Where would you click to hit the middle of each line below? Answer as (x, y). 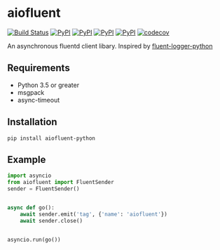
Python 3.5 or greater (48, 85)
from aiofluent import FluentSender (61, 183)
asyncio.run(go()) (34, 239)
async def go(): (31, 208)
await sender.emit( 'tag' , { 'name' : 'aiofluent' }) (94, 214)
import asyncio (29, 176)
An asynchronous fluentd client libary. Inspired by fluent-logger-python (110, 46)
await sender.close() (51, 221)
